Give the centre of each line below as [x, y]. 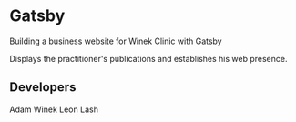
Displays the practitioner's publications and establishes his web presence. [148, 58]
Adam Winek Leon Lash [54, 109]
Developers [43, 87]
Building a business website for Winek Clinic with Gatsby [116, 41]
